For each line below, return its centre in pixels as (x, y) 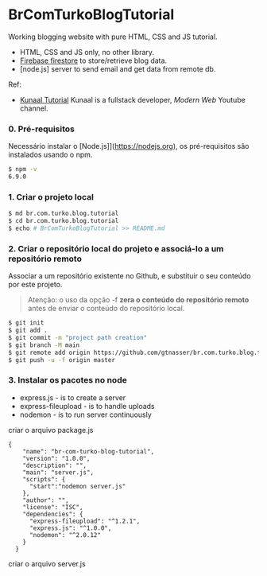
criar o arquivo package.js (51, 430)
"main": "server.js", (58, 472)
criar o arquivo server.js (47, 563)
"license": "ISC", (53, 507)
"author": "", (46, 500)
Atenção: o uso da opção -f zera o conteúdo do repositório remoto (138, 300)
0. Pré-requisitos (42, 129)
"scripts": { (44, 479)
